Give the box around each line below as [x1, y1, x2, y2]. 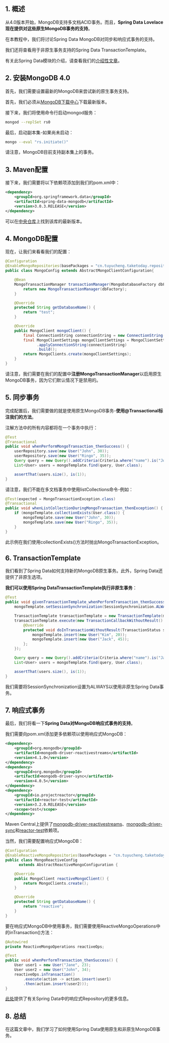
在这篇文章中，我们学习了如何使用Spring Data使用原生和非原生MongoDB [5, 1026, 156, 1032]
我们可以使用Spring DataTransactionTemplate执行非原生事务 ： [5, 585, 137, 591]
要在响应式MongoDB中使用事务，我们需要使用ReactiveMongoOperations [5, 923, 156, 929]
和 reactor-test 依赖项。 [15, 827, 62, 833]
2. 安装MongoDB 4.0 [5, 74, 70, 82]
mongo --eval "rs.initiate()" [5, 139, 69, 145]
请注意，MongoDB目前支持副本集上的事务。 [5, 149, 97, 155]
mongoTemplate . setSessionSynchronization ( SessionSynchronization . [14, 604, 156, 609]
